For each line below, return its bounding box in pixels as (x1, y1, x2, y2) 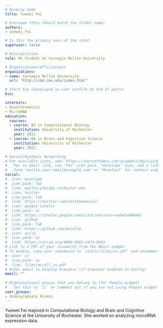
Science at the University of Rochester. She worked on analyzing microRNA (5, 312, 156, 318)
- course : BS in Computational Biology (9, 123, 90, 128)
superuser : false (5, 43, 40, 48)
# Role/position (5, 51, 38, 56)
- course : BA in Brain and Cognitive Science (9, 136, 103, 141)
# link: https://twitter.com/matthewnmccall (5, 199, 98, 204)
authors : (5, 25, 23, 30)
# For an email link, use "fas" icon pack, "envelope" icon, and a (5, 163, 149, 168)
